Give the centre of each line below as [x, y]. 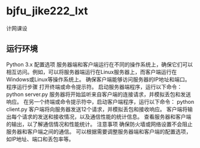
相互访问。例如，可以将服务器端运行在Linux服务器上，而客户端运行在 [92, 72]
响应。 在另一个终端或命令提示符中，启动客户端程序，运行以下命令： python [100, 101]
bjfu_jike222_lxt [47, 11]
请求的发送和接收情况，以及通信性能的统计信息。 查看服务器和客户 [104, 116]
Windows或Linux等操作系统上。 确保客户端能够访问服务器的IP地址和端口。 [98, 79]
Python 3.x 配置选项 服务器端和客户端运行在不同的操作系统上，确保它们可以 [100, 64]
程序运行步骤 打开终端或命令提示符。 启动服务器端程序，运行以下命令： [94, 87]
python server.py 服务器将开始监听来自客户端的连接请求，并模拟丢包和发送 [99, 94]
